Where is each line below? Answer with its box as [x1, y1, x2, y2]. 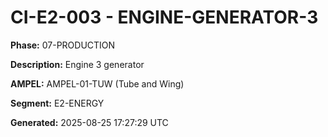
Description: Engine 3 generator [10, 58, 145, 70]
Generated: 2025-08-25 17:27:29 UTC [10, 116, 169, 128]
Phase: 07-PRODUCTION [10, 39, 116, 51]
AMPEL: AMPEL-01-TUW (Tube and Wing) [10, 77, 185, 90]
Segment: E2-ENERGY [10, 97, 105, 109]
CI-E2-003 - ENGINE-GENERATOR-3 [10, 6, 319, 29]
